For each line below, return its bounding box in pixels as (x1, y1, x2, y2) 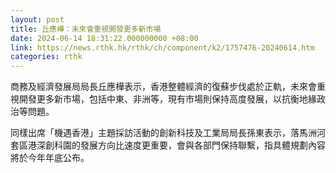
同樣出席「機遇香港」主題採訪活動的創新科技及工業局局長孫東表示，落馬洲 (10, 127, 317, 139)
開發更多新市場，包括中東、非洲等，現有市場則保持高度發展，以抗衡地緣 (18, 93, 317, 105)
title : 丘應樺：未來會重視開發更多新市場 (10, 24, 162, 34)
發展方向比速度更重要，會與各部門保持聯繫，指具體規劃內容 (79, 139, 326, 151)
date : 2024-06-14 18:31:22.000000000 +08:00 (10, 33, 199, 43)
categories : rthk (10, 52, 83, 62)
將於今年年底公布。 (10, 152, 90, 164)
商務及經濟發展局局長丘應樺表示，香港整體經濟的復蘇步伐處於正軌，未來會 (10, 81, 317, 93)
